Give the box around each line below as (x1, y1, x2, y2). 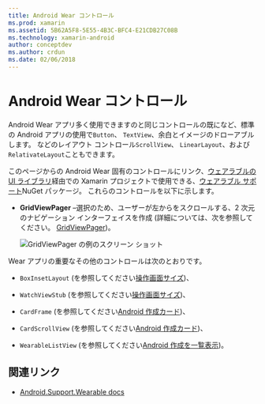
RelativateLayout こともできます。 (8, 149, 120, 159)
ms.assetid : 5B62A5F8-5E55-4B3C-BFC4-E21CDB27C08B (8, 26, 178, 34)
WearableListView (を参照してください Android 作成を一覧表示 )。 (19, 340, 229, 349)
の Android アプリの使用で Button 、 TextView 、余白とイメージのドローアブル (8, 130, 255, 139)
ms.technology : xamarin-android (8, 33, 114, 42)
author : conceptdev (8, 41, 73, 49)
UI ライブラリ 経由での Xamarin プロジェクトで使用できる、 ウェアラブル (8, 176, 241, 186)
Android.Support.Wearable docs (19, 387, 125, 396)
